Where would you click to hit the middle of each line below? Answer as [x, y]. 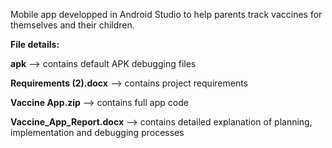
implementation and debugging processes [97, 132]
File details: [35, 44]
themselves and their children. [72, 25]
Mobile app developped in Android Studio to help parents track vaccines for [166, 14]
